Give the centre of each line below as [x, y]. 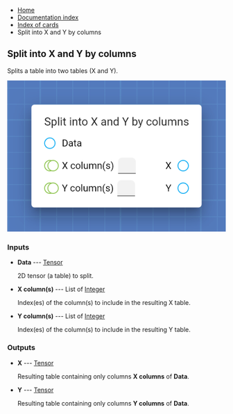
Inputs [18, 247]
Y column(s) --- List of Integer [61, 316]
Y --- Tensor [35, 390]
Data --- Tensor [40, 263]
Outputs [21, 348]
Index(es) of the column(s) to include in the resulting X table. [104, 303]
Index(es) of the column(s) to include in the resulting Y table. [104, 330]
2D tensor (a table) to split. [55, 276]
